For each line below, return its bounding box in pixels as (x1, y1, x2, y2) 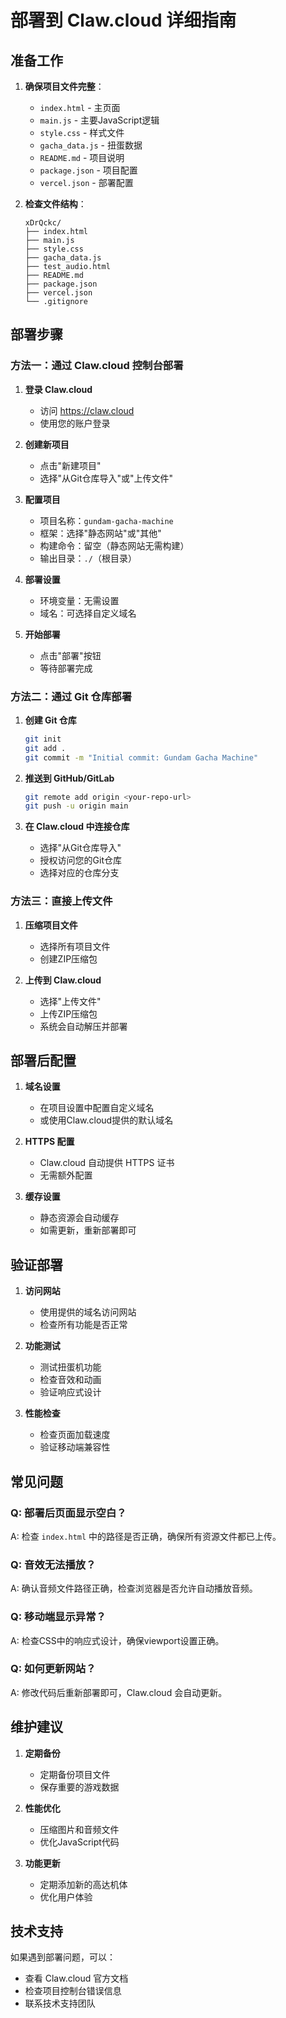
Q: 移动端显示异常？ (10, 1610, 107, 1624)
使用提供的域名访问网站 (39, 1306, 137, 1318)
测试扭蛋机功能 (39, 1361, 102, 1373)
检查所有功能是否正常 (39, 1319, 128, 1331)
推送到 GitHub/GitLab (24, 772, 115, 784)
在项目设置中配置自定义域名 (39, 1102, 155, 1114)
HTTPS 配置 (24, 1136, 75, 1148)
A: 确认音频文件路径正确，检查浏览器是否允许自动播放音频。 (10, 1582, 258, 1595)
